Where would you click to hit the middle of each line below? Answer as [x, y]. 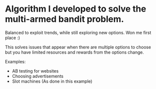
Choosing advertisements [38, 76]
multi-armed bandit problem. [65, 19]
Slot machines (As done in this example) [52, 81]
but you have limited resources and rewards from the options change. [75, 52]
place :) [13, 38]
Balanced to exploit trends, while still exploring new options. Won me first [78, 32]
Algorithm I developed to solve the [76, 9]
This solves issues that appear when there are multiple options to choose [78, 47]
